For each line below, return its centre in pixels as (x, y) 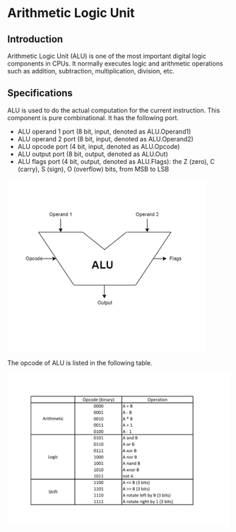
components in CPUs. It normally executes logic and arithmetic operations (116, 64)
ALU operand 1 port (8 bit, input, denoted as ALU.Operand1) (104, 131)
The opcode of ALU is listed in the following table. (80, 362)
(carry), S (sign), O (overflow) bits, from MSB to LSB (93, 169)
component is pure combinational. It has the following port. (93, 117)
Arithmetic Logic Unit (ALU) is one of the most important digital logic (107, 56)
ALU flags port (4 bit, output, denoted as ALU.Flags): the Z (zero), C (116, 161)
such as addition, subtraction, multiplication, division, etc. (91, 71)
